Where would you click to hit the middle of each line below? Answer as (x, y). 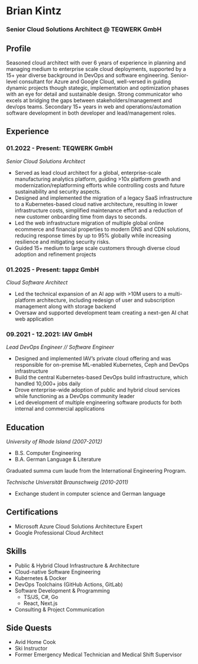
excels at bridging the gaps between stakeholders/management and (89, 100)
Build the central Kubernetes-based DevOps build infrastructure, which (101, 377)
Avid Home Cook (35, 642)
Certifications (32, 512)
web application (34, 319)
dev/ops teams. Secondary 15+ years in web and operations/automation (94, 106)
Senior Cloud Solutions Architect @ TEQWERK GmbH (84, 30)
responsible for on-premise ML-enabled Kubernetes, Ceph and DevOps (102, 365)
